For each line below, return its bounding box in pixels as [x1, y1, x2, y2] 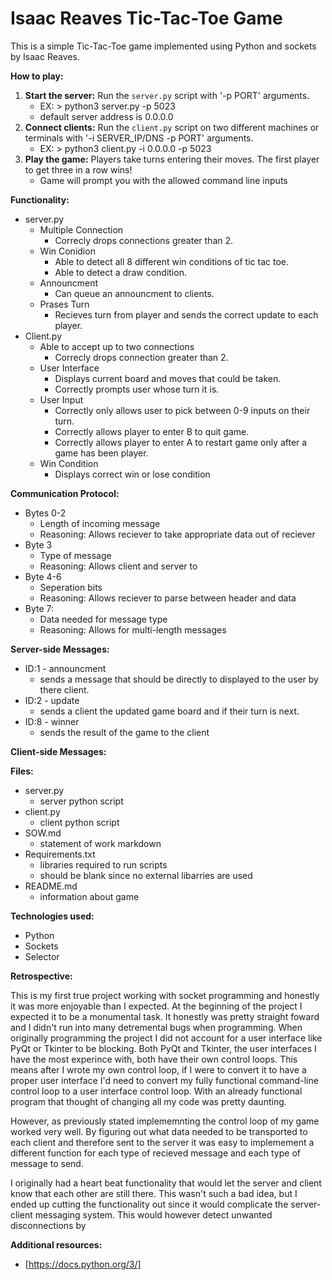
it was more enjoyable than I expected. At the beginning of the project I [10, 1000, 303, 1012]
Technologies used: [10, 910, 95, 922]
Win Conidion [39, 245, 96, 257]
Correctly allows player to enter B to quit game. [54, 425, 250, 437]
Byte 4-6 [24, 570, 62, 582]
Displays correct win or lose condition [54, 468, 211, 480]
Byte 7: [24, 602, 55, 614]
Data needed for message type [39, 613, 168, 625]
